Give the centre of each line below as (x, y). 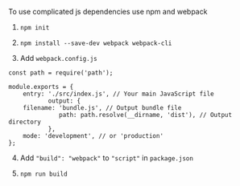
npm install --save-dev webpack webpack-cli (96, 43)
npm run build (43, 174)
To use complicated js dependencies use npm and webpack (108, 12)
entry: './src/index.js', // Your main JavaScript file (119, 94)
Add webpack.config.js (59, 58)
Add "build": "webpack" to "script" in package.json (106, 158)
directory (25, 122)
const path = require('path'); (61, 73)
